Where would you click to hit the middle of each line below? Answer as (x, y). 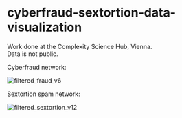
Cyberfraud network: (37, 67)
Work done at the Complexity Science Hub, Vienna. (80, 46)
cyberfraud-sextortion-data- (92, 13)
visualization (45, 27)
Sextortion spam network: (44, 94)
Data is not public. (33, 54)
